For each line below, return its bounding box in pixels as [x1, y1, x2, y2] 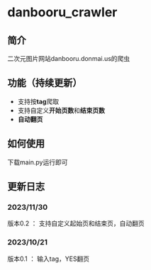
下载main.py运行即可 [7, 157, 68, 167]
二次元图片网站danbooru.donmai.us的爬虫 [7, 55, 130, 62]
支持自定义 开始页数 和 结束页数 [17, 106, 105, 114]
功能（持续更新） [7, 77, 82, 89]
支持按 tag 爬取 [17, 97, 59, 106]
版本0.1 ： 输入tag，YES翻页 [7, 254, 90, 263]
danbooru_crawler [7, 4, 118, 21]
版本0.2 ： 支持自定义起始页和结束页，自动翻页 [7, 219, 145, 227]
